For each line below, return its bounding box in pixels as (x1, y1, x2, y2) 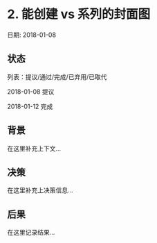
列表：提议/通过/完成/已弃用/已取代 (7, 72, 107, 81)
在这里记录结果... (7, 228, 55, 237)
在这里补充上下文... (7, 144, 62, 153)
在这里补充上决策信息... (7, 186, 74, 194)
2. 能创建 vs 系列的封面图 (7, 6, 151, 22)
